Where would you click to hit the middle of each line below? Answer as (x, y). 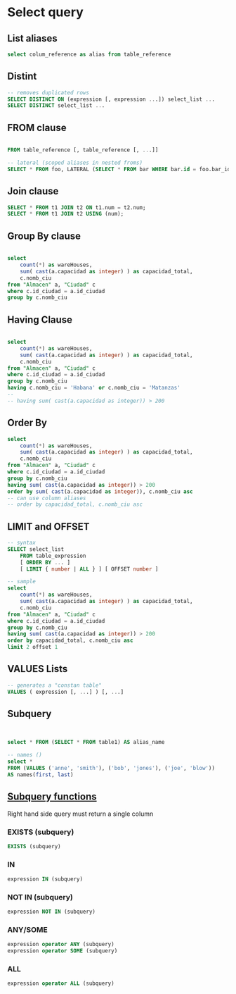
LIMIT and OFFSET (48, 527)
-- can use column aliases (47, 498)
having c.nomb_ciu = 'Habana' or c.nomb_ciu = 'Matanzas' (94, 388)
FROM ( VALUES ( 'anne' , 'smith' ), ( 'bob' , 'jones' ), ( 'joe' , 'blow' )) (111, 769)
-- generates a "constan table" (54, 685)
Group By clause (44, 236)
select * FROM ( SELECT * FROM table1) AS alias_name (86, 743)
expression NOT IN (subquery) (52, 912)
